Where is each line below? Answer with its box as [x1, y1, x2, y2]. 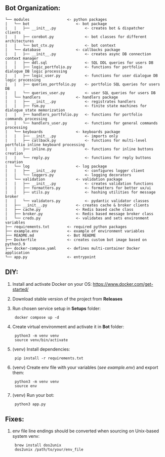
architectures [5, 38, 35, 43]
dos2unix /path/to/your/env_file [14, 447, 83, 452]
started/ [12, 286, 29, 292]
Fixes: [5, 415, 25, 423]
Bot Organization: [5, 4, 61, 12]
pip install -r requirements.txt [14, 355, 83, 361]
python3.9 [5, 241, 26, 246]
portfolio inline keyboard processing [5, 142, 85, 147]
